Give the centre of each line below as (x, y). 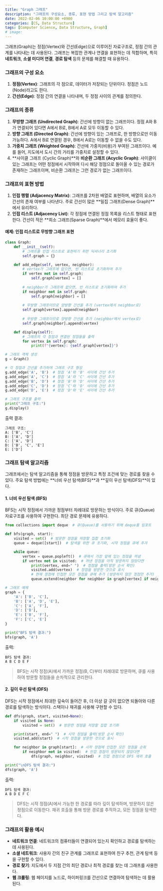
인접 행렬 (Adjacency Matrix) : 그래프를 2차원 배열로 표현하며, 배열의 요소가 (84, 195)
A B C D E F (17, 662)
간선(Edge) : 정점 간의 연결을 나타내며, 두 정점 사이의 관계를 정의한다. (77, 96)
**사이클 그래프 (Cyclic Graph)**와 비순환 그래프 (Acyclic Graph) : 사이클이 (84, 158)
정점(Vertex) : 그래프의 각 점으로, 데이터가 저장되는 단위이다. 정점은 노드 (80, 84)
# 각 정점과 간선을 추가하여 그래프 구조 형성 (44, 368)
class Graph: (18, 243)
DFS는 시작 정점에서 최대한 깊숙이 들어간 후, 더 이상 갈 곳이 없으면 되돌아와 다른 (80, 701)
